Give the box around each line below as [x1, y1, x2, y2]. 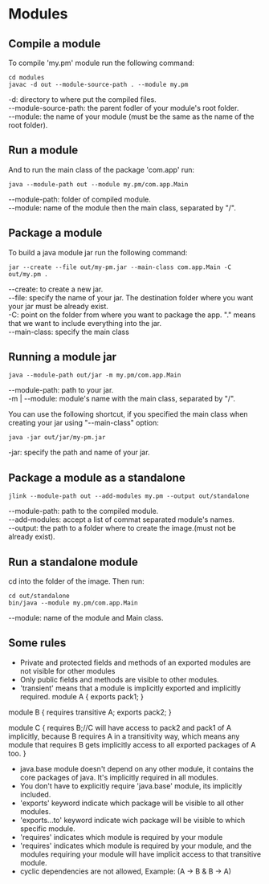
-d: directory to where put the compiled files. [8, 95, 157, 104]
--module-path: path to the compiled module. [8, 507, 159, 516]
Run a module [8, 144, 79, 157]
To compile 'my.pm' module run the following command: [8, 58, 195, 67]
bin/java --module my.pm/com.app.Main [8, 599, 138, 607]
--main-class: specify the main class [8, 327, 130, 336]
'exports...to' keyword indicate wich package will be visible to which [19, 815, 246, 825]
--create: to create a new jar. [8, 284, 104, 294]
